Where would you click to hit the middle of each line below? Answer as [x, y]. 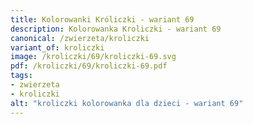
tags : [21, 76]
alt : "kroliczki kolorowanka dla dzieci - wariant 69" [127, 103]
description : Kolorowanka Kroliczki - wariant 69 [116, 29]
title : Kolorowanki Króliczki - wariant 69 [102, 19]
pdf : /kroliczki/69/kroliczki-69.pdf [89, 66]
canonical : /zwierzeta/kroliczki [80, 38]
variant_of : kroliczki [57, 47]
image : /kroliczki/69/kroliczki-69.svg [93, 57]
